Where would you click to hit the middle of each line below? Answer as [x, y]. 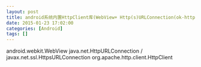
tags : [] [17, 34]
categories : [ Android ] [34, 28]
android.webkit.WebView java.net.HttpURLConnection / [74, 51]
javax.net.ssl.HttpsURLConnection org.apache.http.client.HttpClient [89, 57]
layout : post [22, 12]
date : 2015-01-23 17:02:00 [40, 23]
